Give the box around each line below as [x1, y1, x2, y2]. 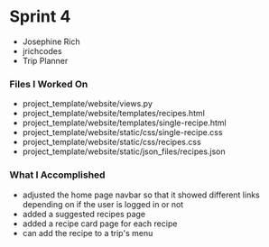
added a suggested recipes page [22, 208, 146, 219]
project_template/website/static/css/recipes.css [22, 137, 201, 148]
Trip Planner [22, 55, 69, 66]
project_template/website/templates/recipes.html [22, 108, 206, 119]
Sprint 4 [9, 6, 71, 27]
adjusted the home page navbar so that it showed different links [22, 189, 260, 200]
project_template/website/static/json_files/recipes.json [22, 146, 226, 157]
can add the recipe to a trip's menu [22, 227, 153, 238]
